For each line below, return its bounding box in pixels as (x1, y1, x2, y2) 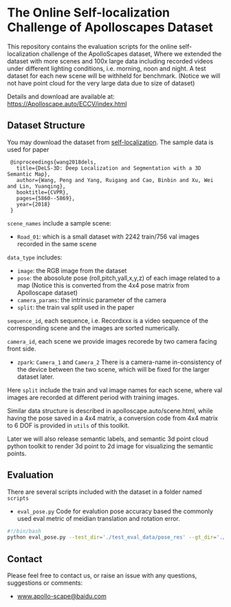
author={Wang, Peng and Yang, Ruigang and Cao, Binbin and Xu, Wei (16, 177, 214, 183)
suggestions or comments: (7, 579, 83, 587)
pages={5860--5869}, (16, 195, 76, 201)
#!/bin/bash (7, 528, 41, 535)
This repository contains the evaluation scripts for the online (7, 42, 177, 50)
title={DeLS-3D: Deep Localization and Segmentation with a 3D (16, 164, 201, 172)
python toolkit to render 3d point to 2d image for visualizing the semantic (7, 441, 214, 450)
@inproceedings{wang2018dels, (10, 159, 97, 166)
